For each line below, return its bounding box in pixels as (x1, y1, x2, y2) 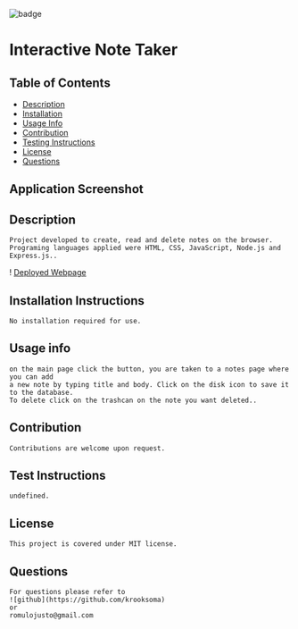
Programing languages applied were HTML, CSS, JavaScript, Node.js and (9, 244, 281, 253)
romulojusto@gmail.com (9, 611, 94, 620)
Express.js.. (9, 251, 58, 261)
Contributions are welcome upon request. (9, 443, 166, 453)
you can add (9, 372, 54, 382)
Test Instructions (9, 468, 106, 483)
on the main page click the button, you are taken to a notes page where (9, 365, 290, 373)
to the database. (9, 388, 74, 397)
